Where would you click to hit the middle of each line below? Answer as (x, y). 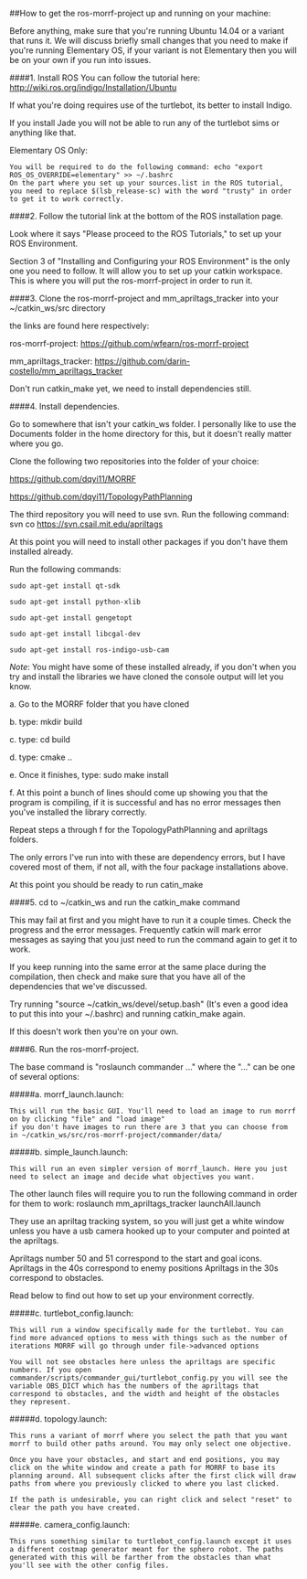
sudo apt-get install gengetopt (71, 618)
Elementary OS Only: (49, 150)
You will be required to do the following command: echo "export (136, 167)
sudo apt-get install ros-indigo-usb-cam (90, 650)
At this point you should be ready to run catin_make (106, 885)
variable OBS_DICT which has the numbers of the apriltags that (134, 1386)
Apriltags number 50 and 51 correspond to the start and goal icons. (136, 1258)
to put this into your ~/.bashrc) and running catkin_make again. (127, 1014)
